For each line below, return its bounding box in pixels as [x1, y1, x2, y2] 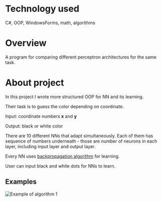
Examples [5, 177, 37, 186]
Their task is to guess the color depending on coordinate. [5, 103, 124, 109]
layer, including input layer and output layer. [5, 143, 96, 149]
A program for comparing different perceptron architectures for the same [5, 54, 157, 60]
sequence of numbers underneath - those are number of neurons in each [5, 138, 157, 144]
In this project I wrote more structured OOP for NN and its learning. [5, 94, 144, 100]
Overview [5, 37, 47, 49]
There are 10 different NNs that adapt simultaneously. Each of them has [5, 132, 153, 139]
